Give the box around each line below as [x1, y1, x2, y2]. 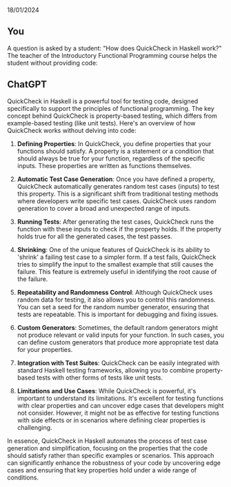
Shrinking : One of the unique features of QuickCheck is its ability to [17, 245, 210, 253]
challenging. [17, 423, 53, 431]
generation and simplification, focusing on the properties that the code [7, 444, 208, 452]
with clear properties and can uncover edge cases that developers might [17, 401, 224, 409]
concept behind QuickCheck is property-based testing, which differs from [7, 112, 217, 120]
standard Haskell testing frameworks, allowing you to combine [17, 366, 194, 374]
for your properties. [17, 345, 73, 353]
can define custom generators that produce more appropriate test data [17, 338, 219, 346]
